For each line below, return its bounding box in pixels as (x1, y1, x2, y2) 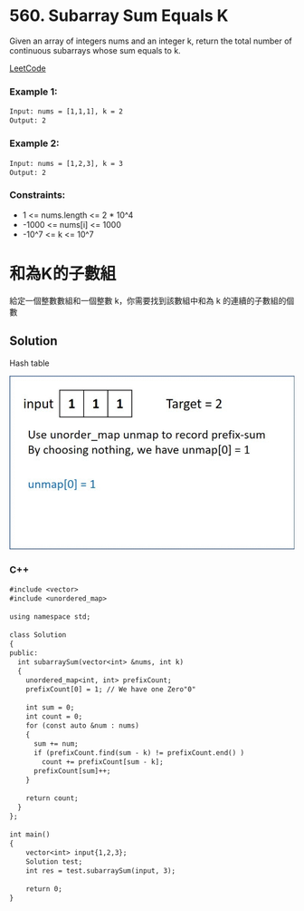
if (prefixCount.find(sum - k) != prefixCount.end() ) (33, 748, 245, 758)
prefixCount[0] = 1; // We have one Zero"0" (25, 684, 196, 694)
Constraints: (9, 189, 66, 201)
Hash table (9, 358, 50, 368)
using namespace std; (9, 612, 91, 622)
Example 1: (9, 85, 58, 98)
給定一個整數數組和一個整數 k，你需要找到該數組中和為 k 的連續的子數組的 (9, 295, 287, 306)
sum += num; (33, 739, 79, 749)
